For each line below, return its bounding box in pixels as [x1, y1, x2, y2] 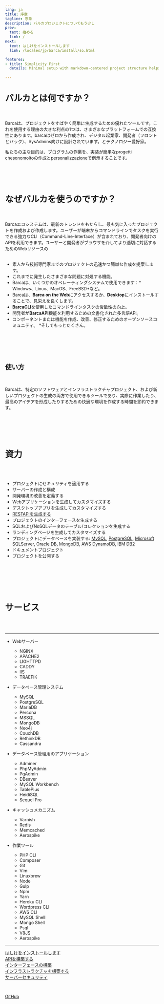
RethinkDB [19, 735, 41, 741]
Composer [19, 857, 41, 863]
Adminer [19, 760, 37, 766]
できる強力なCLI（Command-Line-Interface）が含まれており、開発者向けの [5, 234, 157, 239]
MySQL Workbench [19, 781, 59, 787]
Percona [19, 709, 37, 715]
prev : [5, 25, 16, 30]
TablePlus [19, 786, 40, 792]
